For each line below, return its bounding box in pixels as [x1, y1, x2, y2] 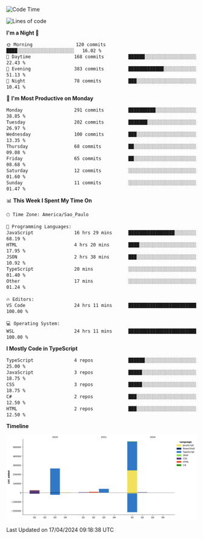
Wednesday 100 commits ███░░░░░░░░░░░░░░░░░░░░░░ [6, 131, 197, 137]
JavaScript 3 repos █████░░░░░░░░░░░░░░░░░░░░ [6, 369, 197, 375]
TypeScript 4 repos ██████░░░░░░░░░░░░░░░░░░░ [6, 357, 197, 363]
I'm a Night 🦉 [6, 29, 39, 36]
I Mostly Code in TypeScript [6, 345, 78, 352]
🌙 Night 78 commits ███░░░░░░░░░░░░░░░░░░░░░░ [6, 78, 197, 84]
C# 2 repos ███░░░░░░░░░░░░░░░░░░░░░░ [6, 394, 197, 400]
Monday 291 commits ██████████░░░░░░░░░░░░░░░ [6, 107, 197, 113]
